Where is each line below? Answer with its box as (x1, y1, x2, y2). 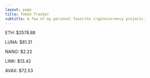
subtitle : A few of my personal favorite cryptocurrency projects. (5, 16, 146, 21)
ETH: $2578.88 (5, 30, 36, 36)
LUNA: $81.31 (5, 39, 32, 45)
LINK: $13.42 (5, 58, 31, 64)
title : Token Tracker (5, 12, 50, 17)
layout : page (5, 7, 32, 12)
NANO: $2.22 (5, 49, 33, 54)
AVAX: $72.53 (5, 68, 33, 74)
